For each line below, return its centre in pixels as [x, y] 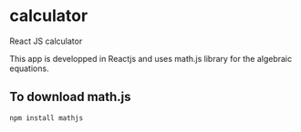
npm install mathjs [47, 118]
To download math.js [70, 97]
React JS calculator [46, 41]
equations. [29, 68]
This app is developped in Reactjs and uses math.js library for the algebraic [151, 58]
